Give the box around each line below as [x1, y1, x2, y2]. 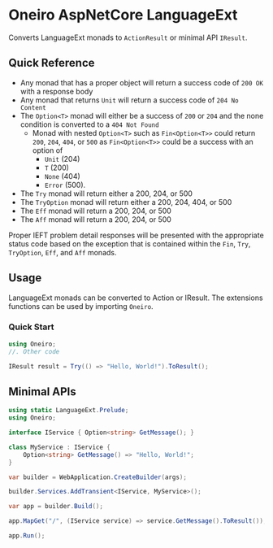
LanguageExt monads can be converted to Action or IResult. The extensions [8, 293, 263, 302]
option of [32, 145, 63, 155]
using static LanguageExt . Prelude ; [8, 407, 129, 415]
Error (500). [44, 180, 86, 189]
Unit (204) [44, 154, 80, 163]
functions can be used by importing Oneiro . [8, 301, 154, 311]
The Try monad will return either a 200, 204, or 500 [19, 189, 193, 198]
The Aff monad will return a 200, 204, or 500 [19, 214, 172, 224]
